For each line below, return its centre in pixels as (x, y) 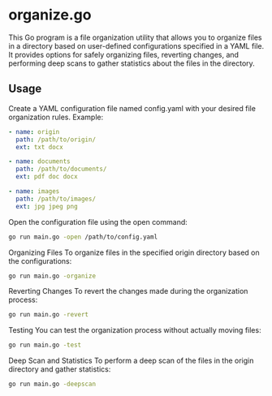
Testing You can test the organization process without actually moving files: (135, 330)
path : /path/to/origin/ (56, 140)
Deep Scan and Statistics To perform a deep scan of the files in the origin (131, 361)
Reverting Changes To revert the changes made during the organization (128, 291)
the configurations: (40, 260)
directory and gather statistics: (60, 369)
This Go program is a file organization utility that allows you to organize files (135, 37)
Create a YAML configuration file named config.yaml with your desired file (132, 108)
